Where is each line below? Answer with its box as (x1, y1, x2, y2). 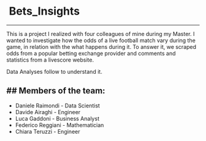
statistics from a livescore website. (6, 56, 94, 63)
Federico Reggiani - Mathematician (15, 121, 104, 129)
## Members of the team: (6, 85, 105, 96)
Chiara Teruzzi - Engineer (15, 128, 80, 135)
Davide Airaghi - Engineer (15, 108, 81, 115)
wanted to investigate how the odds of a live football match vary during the (6, 37, 196, 44)
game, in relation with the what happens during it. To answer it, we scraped (6, 43, 197, 50)
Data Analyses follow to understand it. (6, 68, 102, 75)
